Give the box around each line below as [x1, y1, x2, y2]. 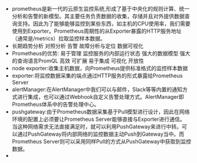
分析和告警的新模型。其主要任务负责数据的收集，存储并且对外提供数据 [11, 12, 185, 20]
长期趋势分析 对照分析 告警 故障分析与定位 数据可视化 [11, 42, 144, 49]
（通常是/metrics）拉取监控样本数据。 [11, 35, 106, 42]
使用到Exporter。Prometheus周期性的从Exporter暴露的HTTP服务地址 [11, 27, 182, 35]
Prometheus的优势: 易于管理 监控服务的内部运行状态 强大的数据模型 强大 [11, 50, 191, 57]
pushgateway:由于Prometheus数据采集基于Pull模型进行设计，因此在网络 [11, 108, 190, 115]
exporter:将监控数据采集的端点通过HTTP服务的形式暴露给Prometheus [11, 72, 183, 79]
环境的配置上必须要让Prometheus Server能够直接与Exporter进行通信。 [11, 115, 186, 123]
